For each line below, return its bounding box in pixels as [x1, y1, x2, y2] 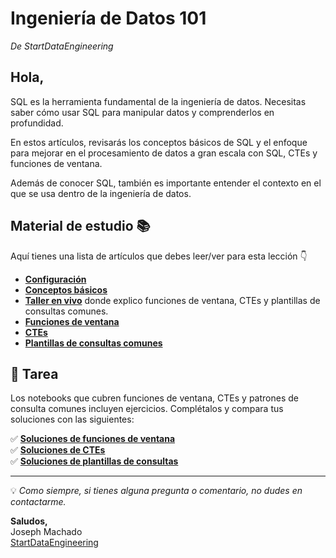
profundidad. [10, 117, 64, 129]
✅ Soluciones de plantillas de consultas [10, 455, 179, 467]
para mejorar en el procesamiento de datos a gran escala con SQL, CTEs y [10, 147, 318, 159]
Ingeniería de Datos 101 [10, 7, 207, 30]
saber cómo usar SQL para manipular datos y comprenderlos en [10, 106, 275, 118]
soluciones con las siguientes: [10, 413, 135, 426]
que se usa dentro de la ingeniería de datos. [10, 187, 192, 199]
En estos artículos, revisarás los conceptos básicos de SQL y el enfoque [10, 136, 308, 148]
